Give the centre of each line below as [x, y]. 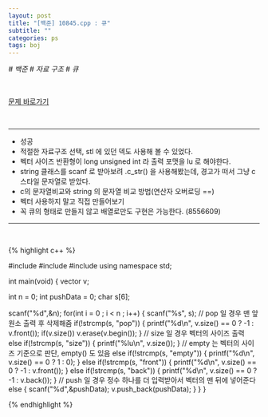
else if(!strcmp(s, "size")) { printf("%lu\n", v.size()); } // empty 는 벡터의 [124, 344]
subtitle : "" [30, 30]
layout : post [30, 16]
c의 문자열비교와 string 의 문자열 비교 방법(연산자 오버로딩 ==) [117, 192]
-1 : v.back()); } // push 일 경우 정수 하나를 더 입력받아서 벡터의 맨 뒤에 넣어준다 [132, 380]
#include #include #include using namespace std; [90, 266]
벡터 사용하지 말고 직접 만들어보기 [72, 201]
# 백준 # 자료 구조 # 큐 [43, 69]
